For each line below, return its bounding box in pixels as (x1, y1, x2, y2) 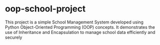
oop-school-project (5, 3, 86, 14)
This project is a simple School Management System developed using (5, 19, 144, 25)
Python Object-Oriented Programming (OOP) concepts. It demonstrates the (5, 24, 155, 30)
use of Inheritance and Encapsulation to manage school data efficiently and (5, 29, 156, 35)
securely (5, 34, 23, 40)
